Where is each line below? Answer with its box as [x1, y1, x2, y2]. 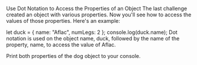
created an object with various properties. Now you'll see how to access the [6, 11, 192, 18]
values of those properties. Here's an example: [6, 18, 120, 24]
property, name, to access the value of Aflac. [6, 41, 117, 48]
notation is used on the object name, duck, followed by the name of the [6, 35, 180, 42]
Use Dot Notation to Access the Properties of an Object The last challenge [6, 5, 188, 12]
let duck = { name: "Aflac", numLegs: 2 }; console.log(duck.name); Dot [6, 29, 177, 36]
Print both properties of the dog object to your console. [6, 53, 141, 59]
